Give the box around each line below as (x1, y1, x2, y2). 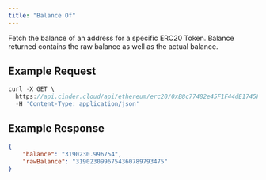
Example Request (8, 65, 97, 78)
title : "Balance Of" (8, 11, 77, 20)
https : (15, 92, 37, 101)
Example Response (8, 122, 104, 135)
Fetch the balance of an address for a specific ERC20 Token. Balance (8, 33, 235, 43)
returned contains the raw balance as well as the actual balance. (8, 41, 218, 51)
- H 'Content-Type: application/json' (15, 100, 140, 108)
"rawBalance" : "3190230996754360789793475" (22, 157, 169, 166)
